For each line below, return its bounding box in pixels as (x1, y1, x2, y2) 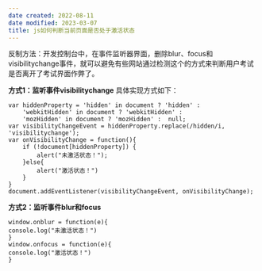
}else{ (22, 158, 44, 166)
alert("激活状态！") (37, 167, 99, 175)
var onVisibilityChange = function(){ (8, 136, 137, 144)
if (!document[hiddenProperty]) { (22, 143, 137, 151)
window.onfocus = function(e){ (8, 241, 112, 249)
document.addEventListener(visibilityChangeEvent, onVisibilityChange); (8, 188, 254, 196)
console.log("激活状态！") (8, 249, 91, 258)
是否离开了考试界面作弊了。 (8, 69, 99, 78)
